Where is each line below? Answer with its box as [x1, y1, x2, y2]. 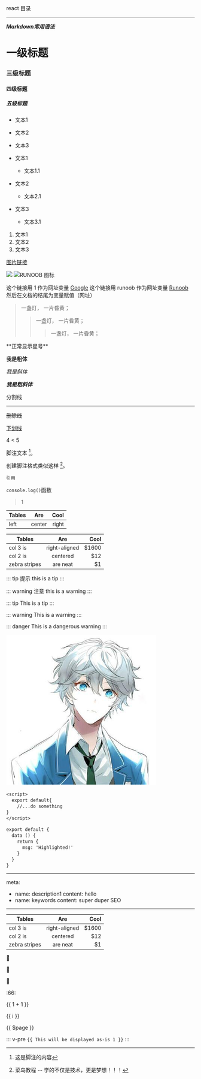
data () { [11, 832, 36, 839]
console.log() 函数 [6, 486, 52, 493]
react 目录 [6, 5, 31, 11]
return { [17, 838, 39, 845]
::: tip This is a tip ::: [6, 599, 54, 607]
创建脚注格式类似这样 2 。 [6, 461, 69, 469]
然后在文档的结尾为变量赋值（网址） [6, 291, 96, 299]
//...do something [17, 803, 63, 809]
